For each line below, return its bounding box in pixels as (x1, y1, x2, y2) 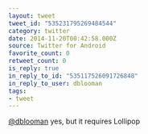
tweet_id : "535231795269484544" (8, 19, 117, 27)
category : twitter (8, 27, 70, 35)
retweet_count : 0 (8, 57, 67, 65)
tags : (8, 86, 27, 95)
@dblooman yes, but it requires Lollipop (8, 116, 141, 126)
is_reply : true (8, 65, 60, 73)
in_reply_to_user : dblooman (8, 79, 103, 87)
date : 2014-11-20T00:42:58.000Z (8, 34, 117, 43)
